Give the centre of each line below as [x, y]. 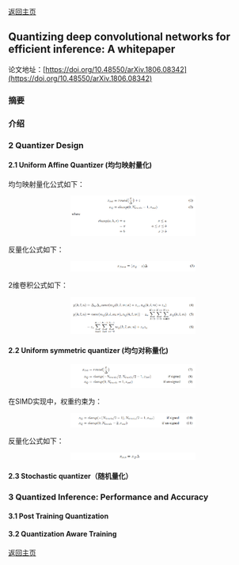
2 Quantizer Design [46, 145]
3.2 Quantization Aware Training [63, 534]
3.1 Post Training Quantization [59, 516]
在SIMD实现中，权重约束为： [55, 401]
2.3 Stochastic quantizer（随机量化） [70, 476]
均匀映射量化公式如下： [46, 184]
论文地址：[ [27, 69]
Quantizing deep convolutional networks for [119, 37]
